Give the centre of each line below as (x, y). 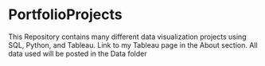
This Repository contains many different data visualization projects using (127, 37)
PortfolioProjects (65, 15)
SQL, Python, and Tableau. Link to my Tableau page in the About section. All (133, 45)
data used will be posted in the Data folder (78, 53)
